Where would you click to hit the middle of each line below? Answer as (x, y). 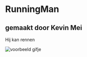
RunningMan (32, 9)
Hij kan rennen (20, 39)
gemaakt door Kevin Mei (44, 28)
